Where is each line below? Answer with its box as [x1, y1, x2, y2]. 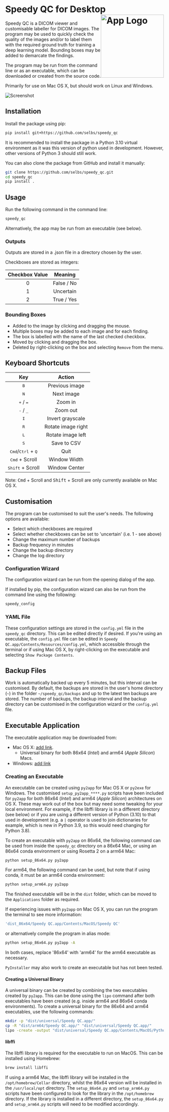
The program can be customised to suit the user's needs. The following [5, 511, 153, 517]
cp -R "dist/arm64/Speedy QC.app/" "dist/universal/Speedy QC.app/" [5, 1023, 152, 1028]
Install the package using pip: [5, 120, 66, 127]
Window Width [48, 456, 84, 463]
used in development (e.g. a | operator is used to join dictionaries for [5, 817, 148, 823]
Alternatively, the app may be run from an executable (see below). [5, 225, 142, 231]
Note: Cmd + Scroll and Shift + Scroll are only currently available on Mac [5, 477, 157, 483]
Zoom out [54, 407, 78, 414]
